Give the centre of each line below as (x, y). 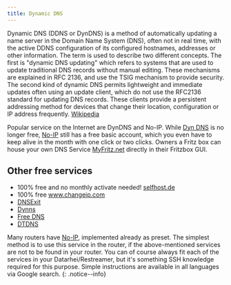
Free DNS (31, 217)
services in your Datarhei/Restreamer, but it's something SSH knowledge (111, 259)
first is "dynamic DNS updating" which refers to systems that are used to (110, 62)
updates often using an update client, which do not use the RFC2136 (104, 92)
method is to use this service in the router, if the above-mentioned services (114, 245)
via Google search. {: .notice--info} (57, 274)
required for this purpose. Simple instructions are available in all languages (113, 267)
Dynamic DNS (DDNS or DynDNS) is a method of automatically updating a (112, 33)
